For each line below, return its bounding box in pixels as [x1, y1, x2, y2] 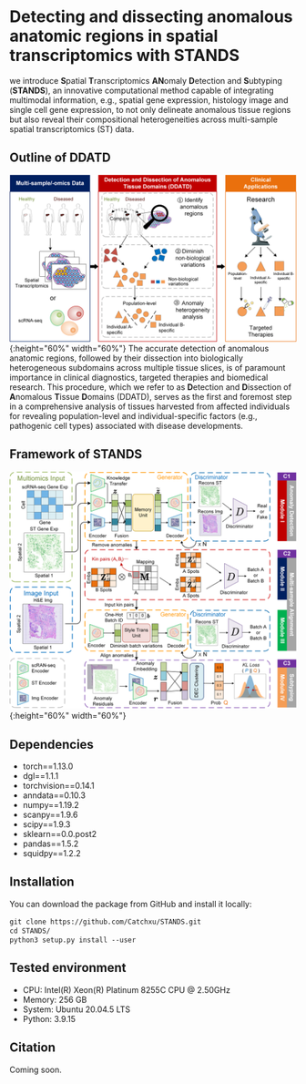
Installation [9, 874, 75, 890]
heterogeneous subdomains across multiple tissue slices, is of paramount [9, 363, 286, 373]
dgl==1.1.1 [22, 771, 59, 782]
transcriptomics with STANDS [9, 46, 240, 66]
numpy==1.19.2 [22, 800, 79, 811]
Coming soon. [9, 1064, 62, 1075]
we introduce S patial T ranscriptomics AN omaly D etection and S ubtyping [9, 75, 282, 86]
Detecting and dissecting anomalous [9, 6, 293, 27]
